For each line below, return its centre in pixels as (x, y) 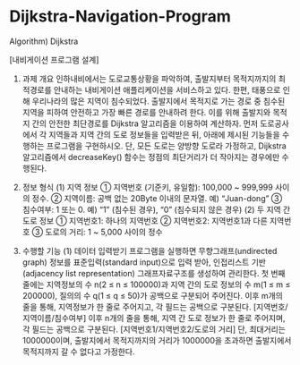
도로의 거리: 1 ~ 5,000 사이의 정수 (104, 232)
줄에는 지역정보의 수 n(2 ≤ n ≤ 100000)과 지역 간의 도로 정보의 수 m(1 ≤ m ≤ (156, 284)
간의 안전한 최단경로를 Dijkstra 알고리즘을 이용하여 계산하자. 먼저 (145, 123)
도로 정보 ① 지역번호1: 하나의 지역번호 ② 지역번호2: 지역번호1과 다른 (145, 220)
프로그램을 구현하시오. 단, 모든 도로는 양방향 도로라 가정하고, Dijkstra (166, 146)
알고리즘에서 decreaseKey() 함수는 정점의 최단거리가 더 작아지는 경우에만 (151, 157)
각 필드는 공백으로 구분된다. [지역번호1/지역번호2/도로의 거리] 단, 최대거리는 (154, 329)
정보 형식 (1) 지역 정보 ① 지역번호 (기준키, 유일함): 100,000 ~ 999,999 (147, 187)
